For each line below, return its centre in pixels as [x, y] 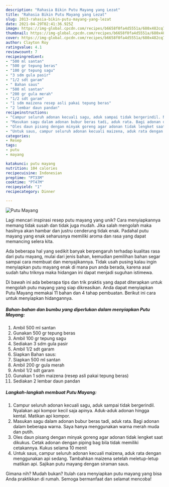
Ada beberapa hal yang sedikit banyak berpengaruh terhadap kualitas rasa [83, 251]
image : [13, 29]
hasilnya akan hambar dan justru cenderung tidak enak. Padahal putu [77, 230]
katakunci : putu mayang [31, 164]
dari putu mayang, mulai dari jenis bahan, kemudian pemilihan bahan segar [83, 256]
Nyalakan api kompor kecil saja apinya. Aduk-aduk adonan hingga [81, 410]
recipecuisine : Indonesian [34, 173]
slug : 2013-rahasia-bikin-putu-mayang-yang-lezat [59, 19]
